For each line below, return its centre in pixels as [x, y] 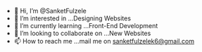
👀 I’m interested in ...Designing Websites [72, 18]
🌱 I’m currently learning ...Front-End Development [86, 26]
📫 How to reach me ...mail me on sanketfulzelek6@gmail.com [104, 41]
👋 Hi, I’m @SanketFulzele [50, 11]
